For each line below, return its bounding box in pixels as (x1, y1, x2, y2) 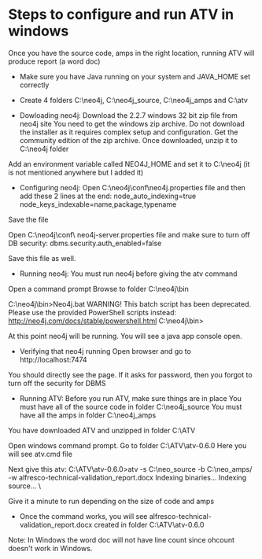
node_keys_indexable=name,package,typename (19, 199, 177, 209)
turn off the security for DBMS (8, 378, 106, 388)
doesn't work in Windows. (8, 543, 93, 553)
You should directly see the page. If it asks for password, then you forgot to (8, 370, 253, 379)
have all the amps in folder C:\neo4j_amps (19, 410, 157, 420)
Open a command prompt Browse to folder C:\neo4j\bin (8, 284, 189, 293)
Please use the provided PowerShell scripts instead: (8, 307, 177, 317)
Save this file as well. (8, 253, 76, 263)
